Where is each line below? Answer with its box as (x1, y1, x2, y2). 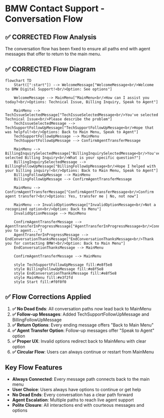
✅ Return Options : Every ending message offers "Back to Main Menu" (12, 322, 154, 328)
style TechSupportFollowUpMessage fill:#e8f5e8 (14, 262, 112, 267)
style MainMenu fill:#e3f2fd (14, 275, 73, 280)
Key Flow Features (5, 363, 62, 372)
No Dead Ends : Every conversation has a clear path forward (12, 392, 133, 398)
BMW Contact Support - (5, 3, 105, 14)
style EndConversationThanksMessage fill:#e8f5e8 (14, 271, 117, 276)
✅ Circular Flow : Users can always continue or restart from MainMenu (12, 348, 154, 355)
